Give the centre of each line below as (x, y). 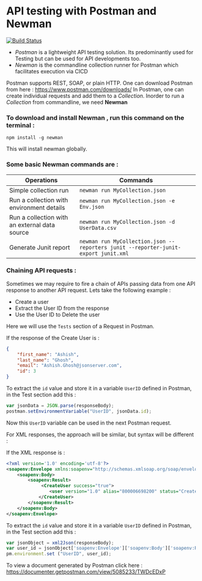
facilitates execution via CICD (51, 71)
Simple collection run (39, 190)
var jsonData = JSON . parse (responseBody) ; (60, 406)
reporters (93, 247)
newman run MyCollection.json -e (127, 201)
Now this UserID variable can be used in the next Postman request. (89, 423)
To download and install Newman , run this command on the (95, 117)
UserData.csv (98, 228)
